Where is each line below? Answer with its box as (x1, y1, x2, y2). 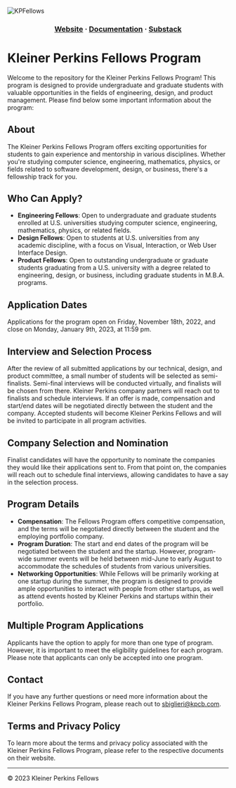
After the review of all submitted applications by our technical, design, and (7, 364, 223, 373)
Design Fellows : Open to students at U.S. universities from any (17, 234, 200, 242)
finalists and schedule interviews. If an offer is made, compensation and (7, 394, 216, 402)
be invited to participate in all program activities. (7, 417, 147, 425)
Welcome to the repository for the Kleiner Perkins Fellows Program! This (7, 73, 216, 82)
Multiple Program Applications (7, 620, 144, 632)
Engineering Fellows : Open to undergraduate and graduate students (17, 211, 216, 220)
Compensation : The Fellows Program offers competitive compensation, (17, 517, 226, 526)
